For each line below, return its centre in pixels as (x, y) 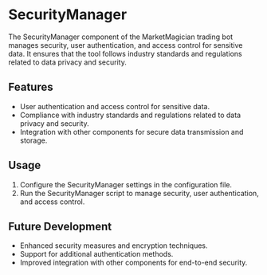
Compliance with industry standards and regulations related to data (130, 115)
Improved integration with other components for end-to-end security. (133, 263)
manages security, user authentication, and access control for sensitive (126, 45)
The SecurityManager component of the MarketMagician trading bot (121, 37)
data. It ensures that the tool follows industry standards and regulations (125, 53)
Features (31, 87)
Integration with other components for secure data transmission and (132, 132)
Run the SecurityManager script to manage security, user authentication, (139, 193)
